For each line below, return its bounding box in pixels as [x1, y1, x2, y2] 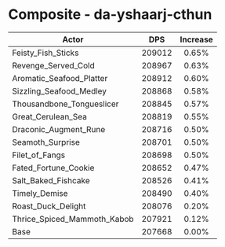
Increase [180, 34, 213, 45]
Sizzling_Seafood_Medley [12, 85, 107, 96]
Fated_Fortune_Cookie [12, 162, 95, 173]
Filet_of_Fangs [12, 149, 65, 160]
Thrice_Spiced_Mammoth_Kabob [12, 213, 135, 224]
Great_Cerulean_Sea [12, 111, 88, 122]
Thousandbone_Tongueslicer [12, 98, 119, 109]
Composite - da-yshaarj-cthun [8, 6, 212, 24]
